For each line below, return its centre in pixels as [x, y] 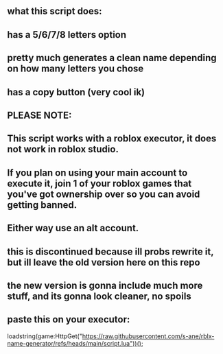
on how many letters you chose [75, 69]
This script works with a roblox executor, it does [112, 139]
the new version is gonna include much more [105, 285]
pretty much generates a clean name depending [112, 58]
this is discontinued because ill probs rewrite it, [110, 251]
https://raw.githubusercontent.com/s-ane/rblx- [148, 336]
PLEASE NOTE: [39, 115]
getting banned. [42, 205]
